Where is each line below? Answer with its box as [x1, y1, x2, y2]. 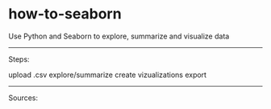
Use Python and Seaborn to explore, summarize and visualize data [8, 31, 230, 41]
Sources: [8, 93, 39, 103]
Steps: [8, 54, 30, 64]
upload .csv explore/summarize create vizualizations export [8, 70, 207, 79]
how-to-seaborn [8, 5, 123, 23]
